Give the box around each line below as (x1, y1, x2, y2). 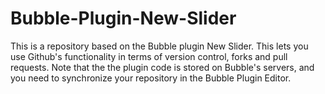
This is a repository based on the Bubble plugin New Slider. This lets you (10, 40, 309, 52)
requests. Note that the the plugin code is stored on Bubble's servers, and (10, 61, 315, 73)
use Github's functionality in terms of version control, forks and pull (10, 50, 288, 62)
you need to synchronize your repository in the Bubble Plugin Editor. (10, 72, 292, 84)
